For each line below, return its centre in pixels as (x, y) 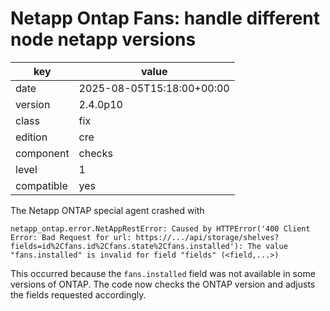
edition (31, 137)
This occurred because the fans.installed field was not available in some (163, 273)
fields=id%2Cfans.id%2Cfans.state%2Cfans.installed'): (127, 246)
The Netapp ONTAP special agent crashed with (107, 210)
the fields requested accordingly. (78, 294)
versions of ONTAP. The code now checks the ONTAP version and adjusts (163, 284)
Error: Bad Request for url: (71, 237)
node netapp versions (103, 39)
